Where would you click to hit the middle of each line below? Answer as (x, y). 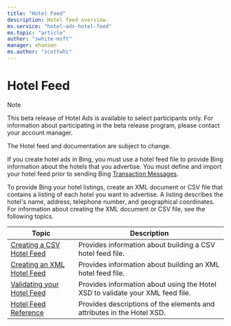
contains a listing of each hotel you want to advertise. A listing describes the (115, 194)
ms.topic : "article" (37, 33)
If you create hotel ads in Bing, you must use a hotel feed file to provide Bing (115, 159)
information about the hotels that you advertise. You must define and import (114, 166)
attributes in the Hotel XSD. (122, 312)
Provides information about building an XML (149, 264)
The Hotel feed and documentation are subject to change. (89, 145)
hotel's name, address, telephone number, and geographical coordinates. (111, 201)
